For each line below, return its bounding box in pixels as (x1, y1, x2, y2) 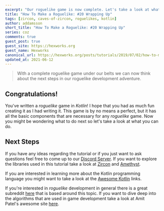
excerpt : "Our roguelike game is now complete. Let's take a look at (5, 7, 150, 12)
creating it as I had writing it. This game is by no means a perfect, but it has (5, 108, 156, 114)
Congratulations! (5, 90, 58, 98)
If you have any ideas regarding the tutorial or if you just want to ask (5, 150, 142, 156)
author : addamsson (5, 21, 42, 26)
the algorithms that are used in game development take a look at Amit (5, 195, 145, 201)
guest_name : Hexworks (5, 48, 49, 53)
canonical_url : (5, 52, 36, 58)
